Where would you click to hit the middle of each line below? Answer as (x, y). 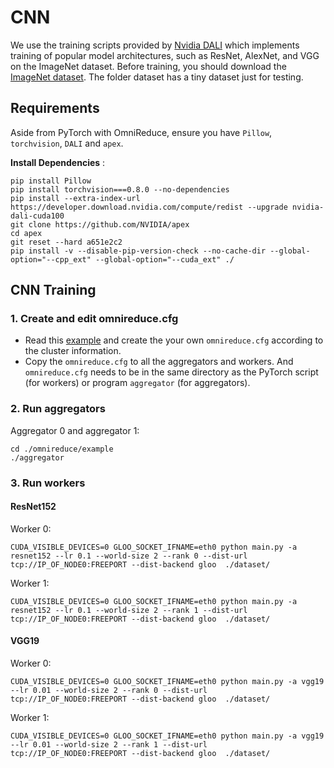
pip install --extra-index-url (75, 198)
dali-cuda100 (37, 216)
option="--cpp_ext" (51, 259)
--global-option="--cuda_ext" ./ (165, 259)
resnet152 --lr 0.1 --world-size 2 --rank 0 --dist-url (129, 556)
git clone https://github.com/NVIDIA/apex (100, 224)
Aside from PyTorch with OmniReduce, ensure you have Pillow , (141, 132)
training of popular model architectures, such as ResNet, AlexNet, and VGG (165, 55)
